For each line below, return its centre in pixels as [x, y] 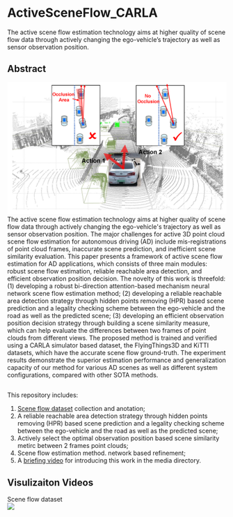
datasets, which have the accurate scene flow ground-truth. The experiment [116, 352]
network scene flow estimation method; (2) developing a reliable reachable [115, 293]
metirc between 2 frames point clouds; [73, 446]
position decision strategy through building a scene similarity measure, [109, 323]
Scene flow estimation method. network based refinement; [102, 453]
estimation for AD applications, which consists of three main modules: [107, 264]
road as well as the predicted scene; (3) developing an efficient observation [115, 315]
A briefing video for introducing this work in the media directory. [109, 460]
